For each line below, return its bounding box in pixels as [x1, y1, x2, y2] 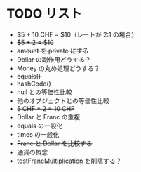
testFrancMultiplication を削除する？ [16, 157, 122, 165]
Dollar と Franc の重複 [16, 112, 81, 121]
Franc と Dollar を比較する [16, 139, 93, 147]
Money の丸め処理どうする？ [16, 64, 100, 72]
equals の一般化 [16, 121, 63, 130]
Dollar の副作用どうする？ [16, 55, 92, 63]
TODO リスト [6, 6, 82, 22]
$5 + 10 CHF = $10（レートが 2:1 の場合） [16, 30, 138, 39]
